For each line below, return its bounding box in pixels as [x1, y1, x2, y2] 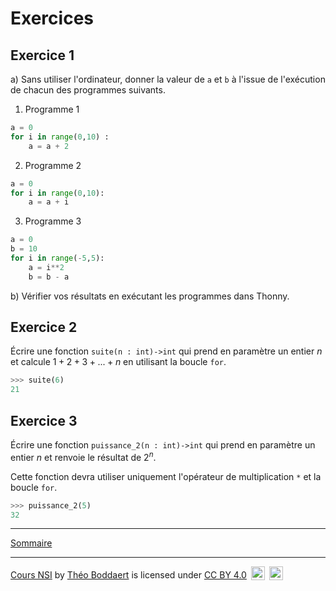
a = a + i [28, 197, 70, 207]
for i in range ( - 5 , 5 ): [10, 253, 105, 263]
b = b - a [28, 272, 70, 282]
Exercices [10, 7, 94, 30]
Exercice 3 [10, 412, 78, 429]
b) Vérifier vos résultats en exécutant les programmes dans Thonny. [10, 290, 290, 302]
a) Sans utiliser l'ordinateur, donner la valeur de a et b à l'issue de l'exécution [10, 73, 326, 85]
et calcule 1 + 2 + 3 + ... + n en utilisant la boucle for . [10, 356, 227, 368]
